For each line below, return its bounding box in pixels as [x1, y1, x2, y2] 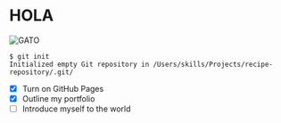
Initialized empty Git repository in [9, 60, 150, 69]
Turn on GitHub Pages [21, 83, 104, 94]
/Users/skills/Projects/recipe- [153, 60, 274, 69]
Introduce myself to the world [21, 103, 131, 114]
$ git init [9, 52, 50, 61]
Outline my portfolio [21, 94, 95, 103]
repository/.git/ [9, 68, 74, 77]
